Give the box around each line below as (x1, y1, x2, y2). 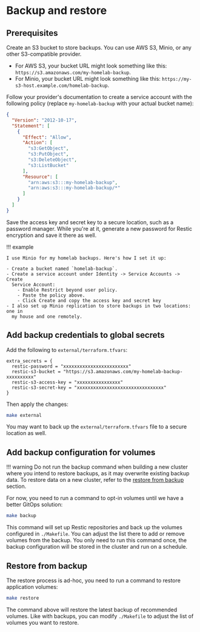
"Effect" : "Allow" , (22, 134, 72, 140)
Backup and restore (6, 4, 107, 18)
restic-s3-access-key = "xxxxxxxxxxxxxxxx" (12, 379, 123, 385)
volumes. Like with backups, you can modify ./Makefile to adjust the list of (6, 612, 194, 620)
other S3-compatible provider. (6, 50, 82, 58)
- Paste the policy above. (17, 292, 85, 298)
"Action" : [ (22, 140, 53, 146)
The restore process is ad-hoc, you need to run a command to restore (6, 577, 181, 584)
